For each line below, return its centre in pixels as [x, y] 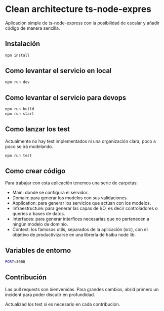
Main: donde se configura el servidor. [50, 193]
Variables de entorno [38, 250]
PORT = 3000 [15, 262]
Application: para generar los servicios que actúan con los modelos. [82, 203]
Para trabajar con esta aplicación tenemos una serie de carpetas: [72, 183]
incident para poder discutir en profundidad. [50, 295]
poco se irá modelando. [29, 146]
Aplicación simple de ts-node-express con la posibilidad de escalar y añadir [82, 23]
